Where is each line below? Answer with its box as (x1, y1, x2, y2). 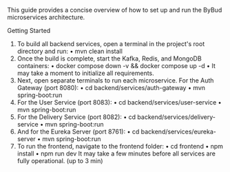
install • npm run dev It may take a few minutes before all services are (17, 149, 216, 158)
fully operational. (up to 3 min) (17, 157, 103, 164)
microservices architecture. (7, 13, 85, 21)
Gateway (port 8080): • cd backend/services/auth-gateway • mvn (17, 84, 205, 92)
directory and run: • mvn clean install (17, 47, 123, 55)
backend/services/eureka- (140, 127, 217, 136)
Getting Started (7, 27, 51, 34)
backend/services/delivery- (137, 113, 216, 121)
